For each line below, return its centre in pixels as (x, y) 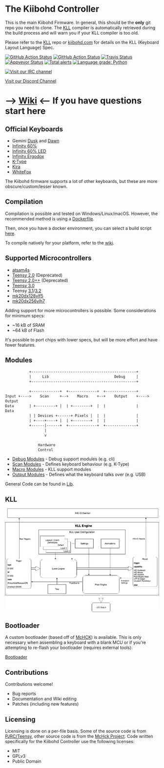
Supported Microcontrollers (48, 258)
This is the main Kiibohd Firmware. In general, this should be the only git (78, 22)
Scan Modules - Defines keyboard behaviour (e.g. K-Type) (71, 464)
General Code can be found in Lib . (40, 484)
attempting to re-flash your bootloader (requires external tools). (69, 648)
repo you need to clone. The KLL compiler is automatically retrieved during (80, 27)
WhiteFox (22, 172)
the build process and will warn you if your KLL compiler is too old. (72, 33)
